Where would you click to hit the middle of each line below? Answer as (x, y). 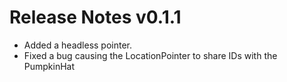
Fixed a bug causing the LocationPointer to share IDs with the (150, 55)
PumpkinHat (49, 66)
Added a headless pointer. (78, 45)
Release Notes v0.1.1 (95, 17)
